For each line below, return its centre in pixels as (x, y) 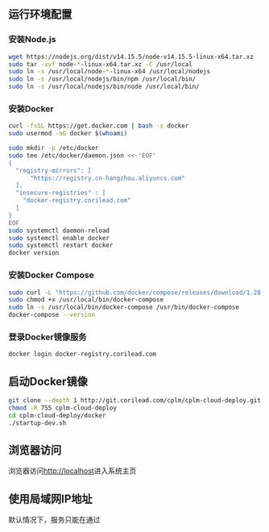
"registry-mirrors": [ (54, 170)
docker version (34, 253)
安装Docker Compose (51, 275)
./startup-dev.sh (37, 423)
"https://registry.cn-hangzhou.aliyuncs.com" (107, 178)
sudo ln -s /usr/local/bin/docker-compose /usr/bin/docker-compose (124, 308)
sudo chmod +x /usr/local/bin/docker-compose (86, 300)
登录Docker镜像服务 (48, 337)
